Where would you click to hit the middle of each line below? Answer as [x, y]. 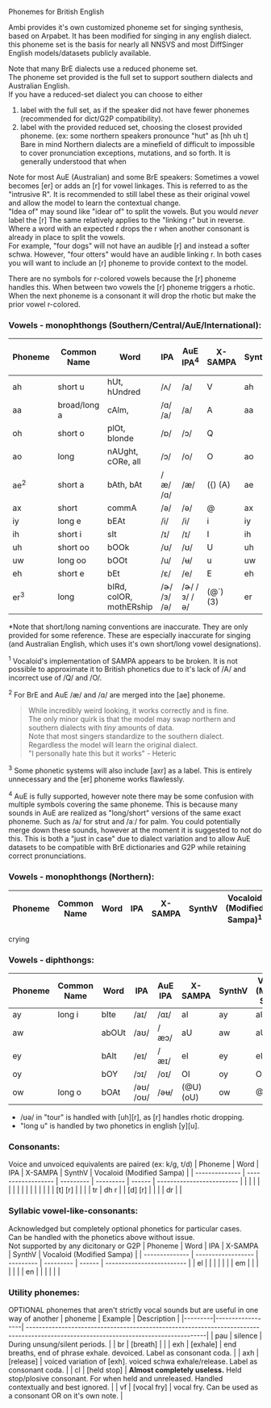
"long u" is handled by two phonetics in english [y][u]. [110, 1126]
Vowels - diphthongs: [52, 960]
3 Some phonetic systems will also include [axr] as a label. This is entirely [130, 769]
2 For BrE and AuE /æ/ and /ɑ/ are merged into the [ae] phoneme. [117, 694]
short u [71, 387]
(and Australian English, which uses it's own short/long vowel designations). [135, 643]
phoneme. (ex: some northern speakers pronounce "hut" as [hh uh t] [134, 136]
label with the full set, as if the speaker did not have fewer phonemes [135, 110]
